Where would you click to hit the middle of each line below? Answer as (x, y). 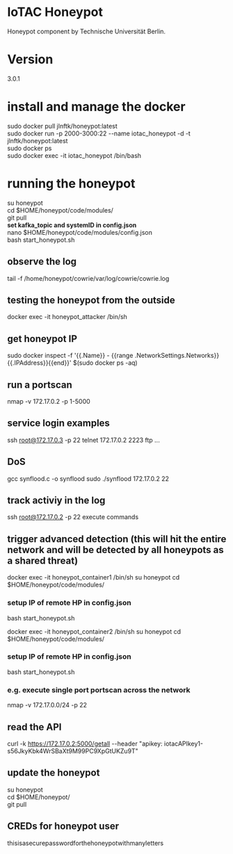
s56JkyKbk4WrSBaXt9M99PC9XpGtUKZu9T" (73, 750)
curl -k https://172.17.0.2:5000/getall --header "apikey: (85, 744)
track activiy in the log (56, 501)
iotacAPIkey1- (184, 744)
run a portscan (40, 385)
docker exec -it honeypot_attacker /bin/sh (67, 317)
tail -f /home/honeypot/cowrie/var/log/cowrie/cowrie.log (88, 278)
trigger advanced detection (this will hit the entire (117, 539)
